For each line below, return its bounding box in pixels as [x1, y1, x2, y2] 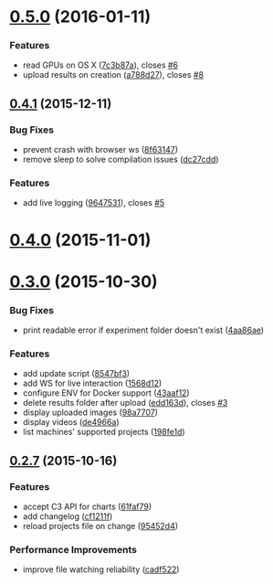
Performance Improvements [9, 544, 138, 557]
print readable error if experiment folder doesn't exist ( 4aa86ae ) [22, 324, 265, 335]
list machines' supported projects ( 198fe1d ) [22, 427, 185, 438]
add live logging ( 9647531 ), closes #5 [22, 197, 165, 208]
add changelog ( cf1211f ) [22, 511, 113, 522]
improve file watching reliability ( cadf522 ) [22, 564, 180, 575]
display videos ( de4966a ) [22, 417, 121, 428]
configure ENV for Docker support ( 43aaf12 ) [22, 388, 190, 398]
